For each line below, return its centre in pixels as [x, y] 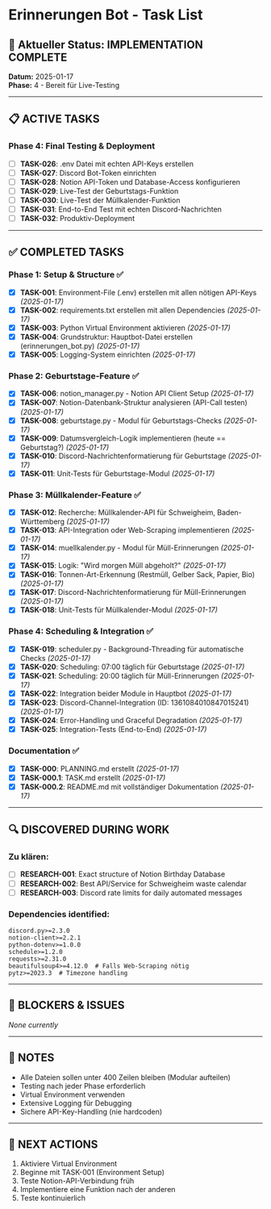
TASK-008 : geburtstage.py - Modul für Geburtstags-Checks [121, 420]
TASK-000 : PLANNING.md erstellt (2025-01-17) [100, 768]
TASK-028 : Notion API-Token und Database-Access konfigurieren [130, 182]
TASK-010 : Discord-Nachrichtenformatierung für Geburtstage [123, 456]
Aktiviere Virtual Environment [68, 1164]
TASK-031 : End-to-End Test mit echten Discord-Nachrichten [121, 209]
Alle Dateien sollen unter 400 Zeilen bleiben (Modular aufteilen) [125, 1077]
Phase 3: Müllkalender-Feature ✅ [75, 495]
